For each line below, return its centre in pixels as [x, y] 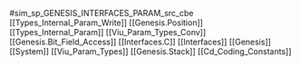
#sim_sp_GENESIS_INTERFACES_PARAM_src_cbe [102, 13]
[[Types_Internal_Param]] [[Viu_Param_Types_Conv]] [108, 32]
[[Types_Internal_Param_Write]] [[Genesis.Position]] [106, 23]
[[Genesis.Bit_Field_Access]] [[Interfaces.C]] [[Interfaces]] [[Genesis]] [140, 42]
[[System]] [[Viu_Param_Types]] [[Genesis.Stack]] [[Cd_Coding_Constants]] [150, 52]
